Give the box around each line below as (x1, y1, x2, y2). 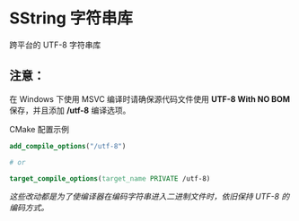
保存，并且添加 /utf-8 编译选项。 (9, 105, 131, 115)
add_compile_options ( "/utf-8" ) (9, 141, 127, 150)
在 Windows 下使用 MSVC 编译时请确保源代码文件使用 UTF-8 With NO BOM (9, 93, 290, 104)
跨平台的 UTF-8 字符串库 (9, 39, 101, 50)
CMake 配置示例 (9, 123, 70, 134)
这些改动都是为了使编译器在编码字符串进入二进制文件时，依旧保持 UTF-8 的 (9, 191, 290, 202)
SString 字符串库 (9, 8, 133, 29)
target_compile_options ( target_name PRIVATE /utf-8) (9, 174, 211, 183)
